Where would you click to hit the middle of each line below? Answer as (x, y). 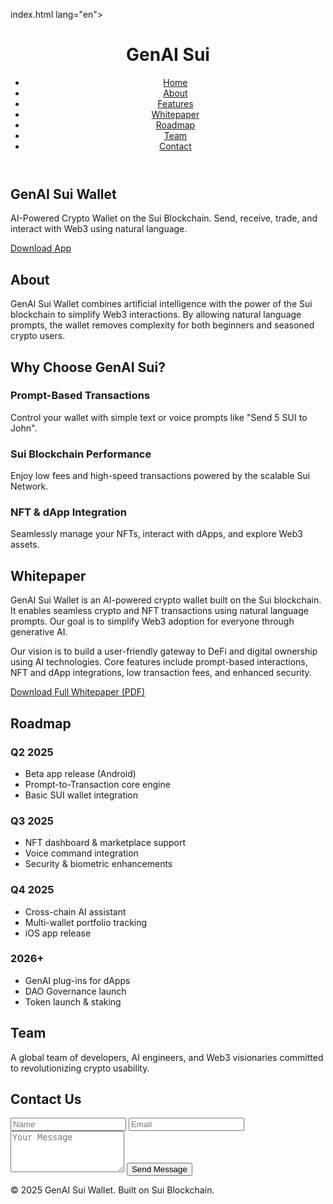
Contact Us (46, 1099)
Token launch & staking (73, 1001)
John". (24, 428)
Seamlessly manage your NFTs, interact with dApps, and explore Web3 (156, 534)
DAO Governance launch (75, 991)
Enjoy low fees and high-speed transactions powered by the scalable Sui (160, 476)
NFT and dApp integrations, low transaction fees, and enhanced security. (161, 673)
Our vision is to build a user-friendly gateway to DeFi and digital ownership (164, 651)
